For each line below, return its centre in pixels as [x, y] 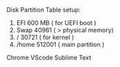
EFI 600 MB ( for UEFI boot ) [56, 23]
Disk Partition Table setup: [44, 10]
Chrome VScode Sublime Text [49, 58]
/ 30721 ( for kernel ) [45, 37]
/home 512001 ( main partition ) [60, 44]
